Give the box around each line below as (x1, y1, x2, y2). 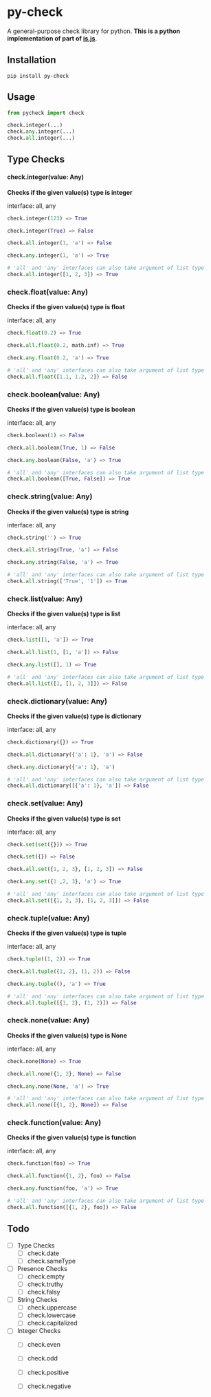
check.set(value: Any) (7, 799, 84, 808)
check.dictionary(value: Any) (7, 696, 108, 706)
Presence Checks (16, 1264, 67, 1272)
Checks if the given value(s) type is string (7, 507, 129, 516)
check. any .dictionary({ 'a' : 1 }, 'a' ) (7, 764, 115, 770)
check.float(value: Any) (7, 287, 88, 297)
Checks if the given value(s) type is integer (7, 188, 133, 196)
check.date (27, 1249, 60, 1257)
